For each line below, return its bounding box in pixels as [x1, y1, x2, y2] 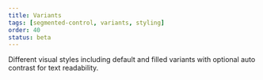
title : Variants [8, 11, 62, 20]
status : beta [8, 33, 51, 42]
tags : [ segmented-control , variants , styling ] [8, 19, 165, 27]
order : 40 [8, 26, 41, 34]
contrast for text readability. [8, 64, 99, 73]
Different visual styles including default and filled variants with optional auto [8, 55, 256, 64]
